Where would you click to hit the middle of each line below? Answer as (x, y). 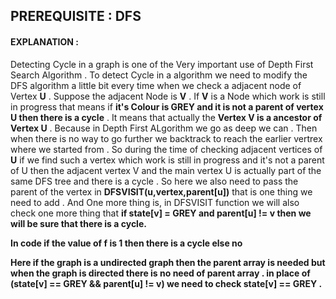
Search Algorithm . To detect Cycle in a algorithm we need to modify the (159, 75)
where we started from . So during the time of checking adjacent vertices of (166, 149)
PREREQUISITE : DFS (76, 16)
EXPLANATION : (44, 41)
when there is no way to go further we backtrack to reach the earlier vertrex (166, 138)
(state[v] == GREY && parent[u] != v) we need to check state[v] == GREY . (166, 283)
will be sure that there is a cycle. (78, 223)
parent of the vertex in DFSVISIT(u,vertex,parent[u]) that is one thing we (161, 191)
